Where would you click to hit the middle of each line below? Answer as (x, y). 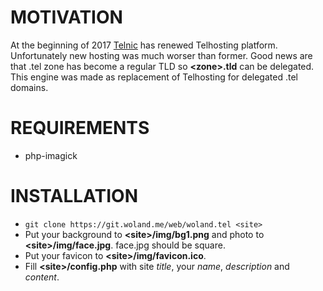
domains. (29, 87)
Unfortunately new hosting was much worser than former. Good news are (161, 55)
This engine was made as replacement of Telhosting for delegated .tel (154, 77)
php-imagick (51, 155)
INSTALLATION (74, 196)
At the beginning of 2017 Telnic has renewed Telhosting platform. (144, 45)
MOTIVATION (66, 17)
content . (42, 277)
